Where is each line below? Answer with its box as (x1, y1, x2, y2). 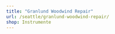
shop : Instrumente (6, 19, 51, 25)
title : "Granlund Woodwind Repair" (6, 8, 94, 14)
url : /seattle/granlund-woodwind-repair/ (6, 14, 110, 20)
